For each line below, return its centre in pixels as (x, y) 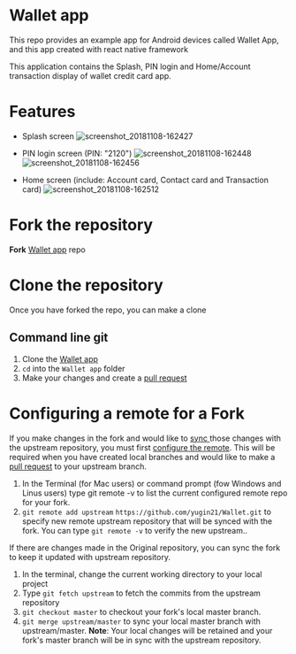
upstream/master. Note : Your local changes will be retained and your (147, 630)
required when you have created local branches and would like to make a (142, 457)
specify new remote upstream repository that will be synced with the (147, 521)
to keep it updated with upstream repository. (90, 557)
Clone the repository (86, 285)
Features (42, 112)
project (35, 583)
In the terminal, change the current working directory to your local (142, 574)
